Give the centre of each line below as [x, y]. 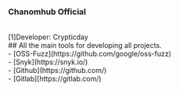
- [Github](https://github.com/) [57, 71]
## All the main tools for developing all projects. [85, 45]
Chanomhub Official [47, 12]
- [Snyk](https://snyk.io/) [48, 62]
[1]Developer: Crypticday [48, 37]
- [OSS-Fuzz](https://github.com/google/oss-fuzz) [90, 54]
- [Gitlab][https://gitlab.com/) [55, 79]
